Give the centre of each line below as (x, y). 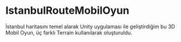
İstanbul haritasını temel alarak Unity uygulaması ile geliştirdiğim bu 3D (90, 26)
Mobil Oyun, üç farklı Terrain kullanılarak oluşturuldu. (69, 32)
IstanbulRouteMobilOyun (67, 11)
